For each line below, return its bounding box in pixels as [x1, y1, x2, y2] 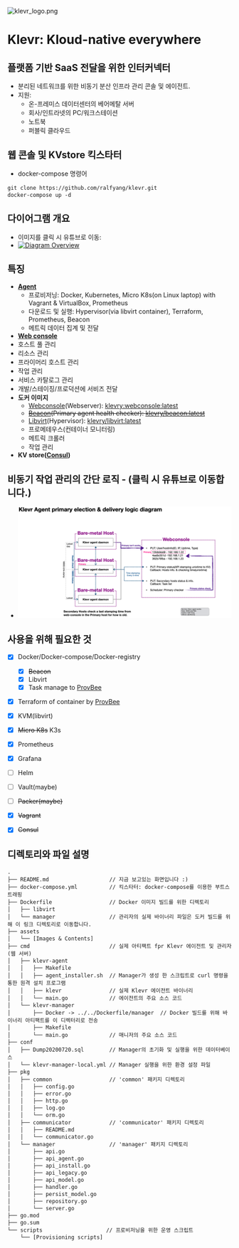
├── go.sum [7, 1220, 40, 1227]
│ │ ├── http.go [7, 1097, 69, 1105]
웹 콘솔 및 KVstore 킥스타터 [7, 149, 122, 161]
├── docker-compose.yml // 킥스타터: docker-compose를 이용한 [7, 884, 212, 891]
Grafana [17, 754, 42, 762]
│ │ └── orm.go [7, 1111, 65, 1119]
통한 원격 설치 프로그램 [7, 980, 66, 987]
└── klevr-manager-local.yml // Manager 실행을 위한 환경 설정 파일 [20, 1062, 211, 1069]
